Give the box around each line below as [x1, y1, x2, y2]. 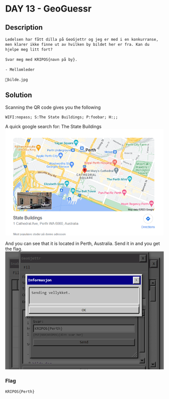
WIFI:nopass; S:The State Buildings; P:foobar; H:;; [5, 114, 118, 120]
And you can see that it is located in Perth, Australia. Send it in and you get [5, 240, 160, 247]
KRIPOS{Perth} [5, 389, 35, 394]
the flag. [5, 246, 23, 252]
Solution [5, 91, 32, 100]
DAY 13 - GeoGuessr [5, 3, 92, 15]
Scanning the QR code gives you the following [5, 104, 101, 110]
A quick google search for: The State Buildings [5, 123, 102, 129]
